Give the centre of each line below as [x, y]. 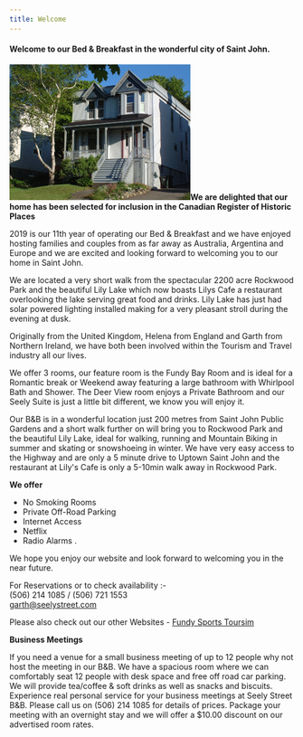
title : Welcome [38, 19]
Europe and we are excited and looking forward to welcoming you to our [144, 252]
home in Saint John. [47, 262]
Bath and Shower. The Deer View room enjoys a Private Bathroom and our [147, 392]
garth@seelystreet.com [53, 604]
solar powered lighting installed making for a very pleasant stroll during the [149, 308]
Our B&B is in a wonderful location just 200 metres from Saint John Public [147, 419]
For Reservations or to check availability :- [88, 585]
